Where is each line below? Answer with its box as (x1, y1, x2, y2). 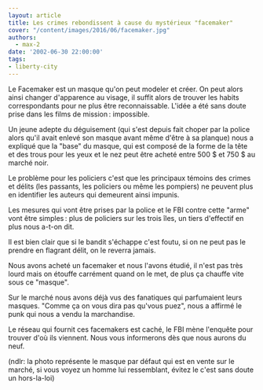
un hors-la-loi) (8, 373, 55, 382)
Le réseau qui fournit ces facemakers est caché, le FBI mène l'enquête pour (8, 324, 254, 334)
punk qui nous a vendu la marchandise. (8, 309, 136, 318)
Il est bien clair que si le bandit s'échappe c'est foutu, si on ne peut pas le (8, 237, 246, 246)
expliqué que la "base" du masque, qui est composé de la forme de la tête (8, 141, 248, 150)
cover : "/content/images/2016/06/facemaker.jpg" (8, 26, 170, 34)
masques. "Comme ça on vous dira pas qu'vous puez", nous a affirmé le (8, 300, 242, 311)
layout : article (8, 11, 61, 20)
